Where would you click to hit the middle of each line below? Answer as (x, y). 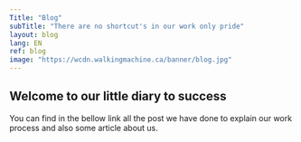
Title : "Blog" (36, 18)
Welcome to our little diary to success (118, 96)
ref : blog (28, 52)
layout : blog (34, 34)
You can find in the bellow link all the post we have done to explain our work (150, 118)
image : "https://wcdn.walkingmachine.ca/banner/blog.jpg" (121, 60)
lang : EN (26, 43)
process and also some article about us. (84, 128)
